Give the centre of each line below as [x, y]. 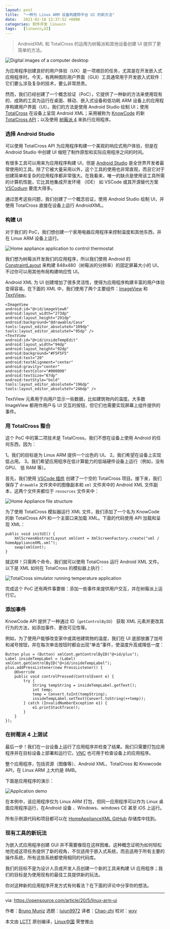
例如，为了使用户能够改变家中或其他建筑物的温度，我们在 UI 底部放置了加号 [84, 639]
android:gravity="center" [32, 366]
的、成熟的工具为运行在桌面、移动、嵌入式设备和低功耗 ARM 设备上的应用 [82, 101]
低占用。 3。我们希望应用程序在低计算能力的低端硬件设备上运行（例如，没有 [85, 461]
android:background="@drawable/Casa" [45, 322]
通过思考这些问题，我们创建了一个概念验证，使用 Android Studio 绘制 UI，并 [85, 199]
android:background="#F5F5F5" [37, 353]
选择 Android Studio [30, 134]
